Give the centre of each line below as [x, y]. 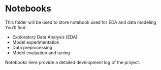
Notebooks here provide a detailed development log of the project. [73, 62]
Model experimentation [36, 42]
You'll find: [16, 27]
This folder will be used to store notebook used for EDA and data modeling [81, 22]
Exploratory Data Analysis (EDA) [45, 37]
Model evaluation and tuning [41, 53]
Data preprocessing [32, 47]
